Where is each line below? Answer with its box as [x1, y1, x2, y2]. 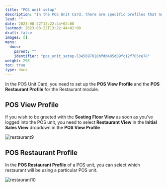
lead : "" [5, 16, 23, 21]
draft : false [5, 30, 32, 35]
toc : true [5, 63, 26, 68]
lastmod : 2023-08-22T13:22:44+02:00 [5, 26, 81, 31]
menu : [5, 40, 16, 45]
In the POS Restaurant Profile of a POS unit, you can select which [5, 162, 140, 168]
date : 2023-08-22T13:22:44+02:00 [5, 21, 75, 26]
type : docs [5, 68, 28, 73]
